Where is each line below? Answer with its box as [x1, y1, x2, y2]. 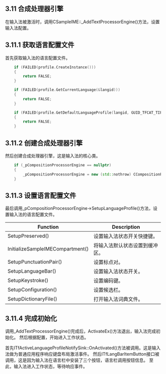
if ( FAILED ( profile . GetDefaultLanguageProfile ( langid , [14, 110, 129, 115]
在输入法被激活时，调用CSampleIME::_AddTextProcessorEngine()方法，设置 [5, 19, 160, 25]
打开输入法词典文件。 [93, 296, 143, 303]
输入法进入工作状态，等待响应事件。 [13, 364, 87, 370]
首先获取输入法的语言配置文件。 [5, 55, 70, 61]
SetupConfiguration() [7, 286, 57, 293]
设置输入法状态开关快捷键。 [93, 233, 158, 240]
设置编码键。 [93, 277, 124, 284]
